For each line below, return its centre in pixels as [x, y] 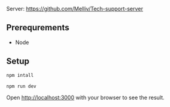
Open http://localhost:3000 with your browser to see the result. [86, 98]
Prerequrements [38, 28]
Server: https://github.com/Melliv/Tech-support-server [75, 9]
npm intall [20, 75]
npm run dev [21, 86]
